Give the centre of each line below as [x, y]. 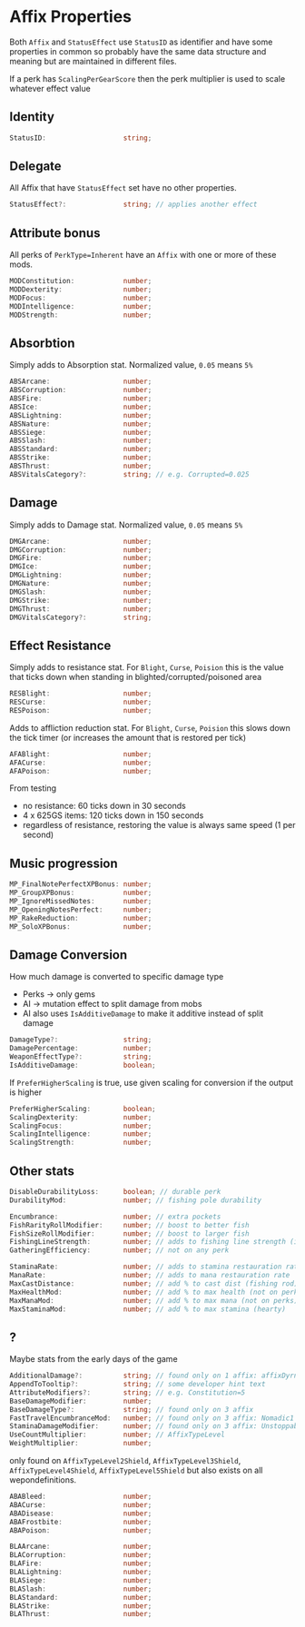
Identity [32, 117]
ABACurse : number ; [81, 1504]
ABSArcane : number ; [81, 382]
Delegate [35, 167]
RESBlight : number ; [81, 694]
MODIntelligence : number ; [81, 306]
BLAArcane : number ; [81, 1547]
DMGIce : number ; [81, 567]
